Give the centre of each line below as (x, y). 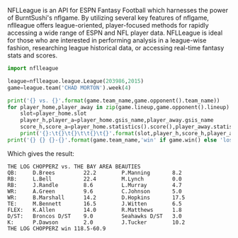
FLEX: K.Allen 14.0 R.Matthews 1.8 (95, 210)
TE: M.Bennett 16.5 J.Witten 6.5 (95, 204)
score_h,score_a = (46, 127)
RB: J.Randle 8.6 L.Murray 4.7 (95, 185)
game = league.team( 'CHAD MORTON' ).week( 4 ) (69, 88)
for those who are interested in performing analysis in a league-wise (107, 40)
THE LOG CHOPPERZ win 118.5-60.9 (57, 228)
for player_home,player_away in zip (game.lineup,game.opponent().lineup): (120, 107)
